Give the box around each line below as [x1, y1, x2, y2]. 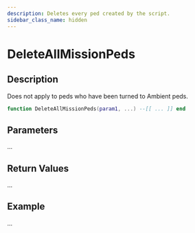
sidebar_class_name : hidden [7, 17, 88, 23]
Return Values [7, 163, 69, 174]
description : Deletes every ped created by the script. [7, 10, 170, 17]
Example [7, 201, 45, 212]
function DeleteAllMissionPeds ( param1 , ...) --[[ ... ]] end [7, 105, 186, 112]
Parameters [7, 124, 58, 136]
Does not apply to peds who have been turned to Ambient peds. [7, 92, 189, 100]
